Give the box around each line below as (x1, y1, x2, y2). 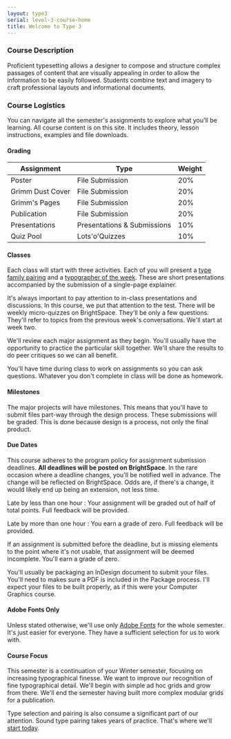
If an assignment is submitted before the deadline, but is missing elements (7, 540, 219, 548)
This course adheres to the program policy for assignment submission (7, 456, 207, 464)
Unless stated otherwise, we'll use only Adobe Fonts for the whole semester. (7, 621, 225, 629)
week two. (7, 323, 37, 331)
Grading (7, 146, 31, 155)
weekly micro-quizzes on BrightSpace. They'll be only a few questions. (7, 309, 209, 317)
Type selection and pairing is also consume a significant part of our (7, 709, 199, 718)
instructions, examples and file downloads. (7, 130, 129, 138)
